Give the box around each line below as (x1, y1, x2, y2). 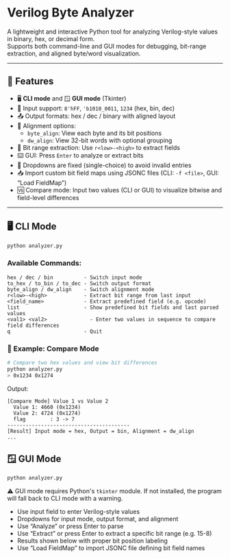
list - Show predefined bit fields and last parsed (7, 303, 219, 311)
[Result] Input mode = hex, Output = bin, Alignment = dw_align (7, 427, 194, 434)
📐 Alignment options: (16, 121, 77, 129)
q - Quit (7, 327, 103, 335)
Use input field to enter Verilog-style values (16, 508, 140, 516)
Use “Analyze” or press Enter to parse (16, 522, 124, 530)
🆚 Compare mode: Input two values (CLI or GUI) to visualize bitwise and (16, 186, 222, 194)
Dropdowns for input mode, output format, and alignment (16, 515, 179, 523)
